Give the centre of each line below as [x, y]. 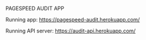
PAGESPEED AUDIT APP [35, 8]
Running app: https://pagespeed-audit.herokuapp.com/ [73, 19]
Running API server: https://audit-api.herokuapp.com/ [71, 31]
